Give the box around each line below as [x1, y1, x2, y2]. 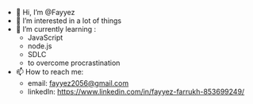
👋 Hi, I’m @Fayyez [15, 8, 75, 17]
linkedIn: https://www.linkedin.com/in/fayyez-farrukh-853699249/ [27, 87, 245, 96]
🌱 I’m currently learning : [15, 25, 97, 33]
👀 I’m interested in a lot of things [15, 16, 121, 25]
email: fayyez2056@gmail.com [27, 79, 129, 87]
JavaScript [27, 33, 63, 42]
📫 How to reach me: [15, 67, 84, 76]
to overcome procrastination [27, 58, 121, 67]
